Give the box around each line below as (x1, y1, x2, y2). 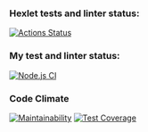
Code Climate (9, 92, 70, 104)
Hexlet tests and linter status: (9, 7, 140, 20)
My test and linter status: (9, 50, 120, 62)
